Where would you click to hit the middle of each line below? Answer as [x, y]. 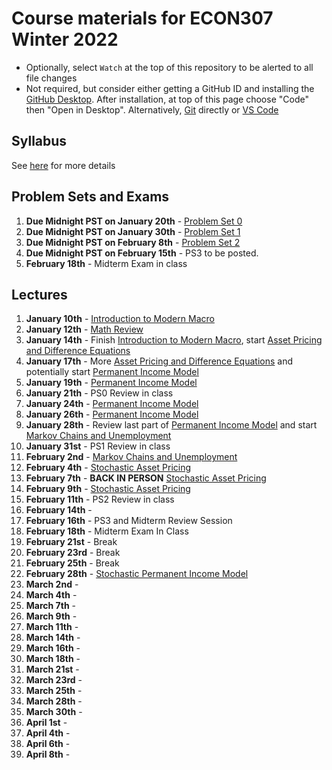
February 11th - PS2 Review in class [100, 499]
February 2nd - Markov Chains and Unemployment [131, 457]
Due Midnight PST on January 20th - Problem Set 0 [134, 221]
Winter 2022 [65, 39]
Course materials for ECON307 [142, 18]
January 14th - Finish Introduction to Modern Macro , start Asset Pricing [174, 340]
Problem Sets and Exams [90, 197]
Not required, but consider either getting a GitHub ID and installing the [170, 88]
